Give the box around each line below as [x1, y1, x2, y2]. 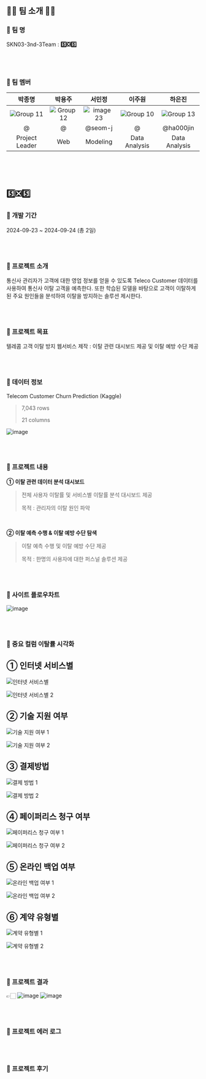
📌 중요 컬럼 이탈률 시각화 [6, 640, 75, 648]
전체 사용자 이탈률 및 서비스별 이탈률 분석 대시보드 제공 [21, 491, 153, 498]
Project [16, 133, 37, 142]
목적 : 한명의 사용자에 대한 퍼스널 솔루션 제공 [21, 555, 128, 562]
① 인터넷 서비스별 [6, 661, 74, 671]
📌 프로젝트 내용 [6, 463, 48, 471]
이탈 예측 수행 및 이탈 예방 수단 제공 [21, 542, 107, 549]
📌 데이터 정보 [6, 378, 43, 386]
